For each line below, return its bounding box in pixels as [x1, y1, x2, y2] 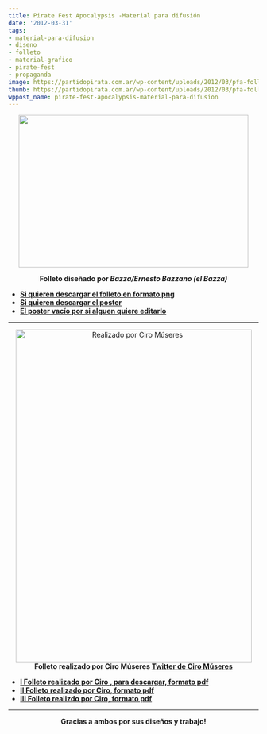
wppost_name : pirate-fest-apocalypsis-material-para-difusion [8, 93, 219, 101]
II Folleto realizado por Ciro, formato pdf [19, 686, 155, 695]
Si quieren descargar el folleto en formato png [19, 289, 175, 299]
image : [8, 78, 30, 86]
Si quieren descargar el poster [19, 298, 122, 307]
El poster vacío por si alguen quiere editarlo [19, 307, 167, 316]
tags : [8, 26, 26, 34]
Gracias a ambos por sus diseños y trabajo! [60, 717, 207, 727]
